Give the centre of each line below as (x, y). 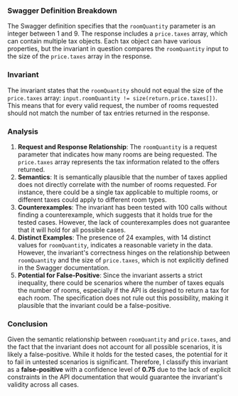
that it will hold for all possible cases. (72, 230)
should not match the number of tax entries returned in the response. (109, 113)
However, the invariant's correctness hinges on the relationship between (124, 252)
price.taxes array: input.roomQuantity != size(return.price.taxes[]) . (113, 97)
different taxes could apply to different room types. (92, 199)
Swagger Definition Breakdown (62, 11)
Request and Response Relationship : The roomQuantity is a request (117, 146)
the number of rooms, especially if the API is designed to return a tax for (123, 290)
